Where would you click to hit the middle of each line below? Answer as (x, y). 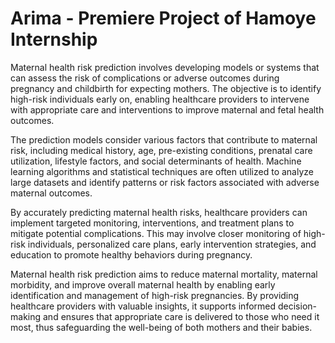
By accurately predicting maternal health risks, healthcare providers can (159, 212)
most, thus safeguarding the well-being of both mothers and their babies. (161, 327)
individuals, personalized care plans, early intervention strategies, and (172, 244)
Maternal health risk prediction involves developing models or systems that (165, 67)
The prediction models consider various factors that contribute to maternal (164, 139)
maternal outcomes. (51, 193)
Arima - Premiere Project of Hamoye (163, 18)
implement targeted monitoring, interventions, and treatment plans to (152, 223)
